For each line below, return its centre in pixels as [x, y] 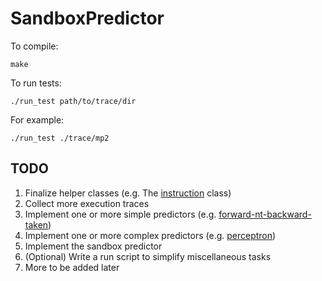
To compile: [34, 46]
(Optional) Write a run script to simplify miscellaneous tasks [148, 256]
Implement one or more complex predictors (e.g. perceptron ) [150, 235]
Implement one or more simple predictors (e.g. [120, 214]
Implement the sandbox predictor [93, 246]
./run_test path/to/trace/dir [73, 101]
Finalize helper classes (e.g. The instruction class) [128, 193]
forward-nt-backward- [265, 214]
